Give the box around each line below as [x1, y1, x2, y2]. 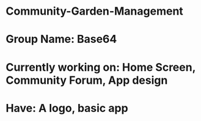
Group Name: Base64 [5, 32, 117, 46]
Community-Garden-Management [5, 4, 184, 18]
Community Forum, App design [5, 73, 168, 87]
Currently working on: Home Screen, [5, 60, 196, 74]
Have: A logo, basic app [5, 101, 129, 115]
